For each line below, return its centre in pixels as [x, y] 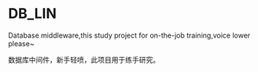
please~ [21, 43]
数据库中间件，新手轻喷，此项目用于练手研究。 [84, 59]
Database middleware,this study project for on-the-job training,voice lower [129, 35]
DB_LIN [33, 14]
